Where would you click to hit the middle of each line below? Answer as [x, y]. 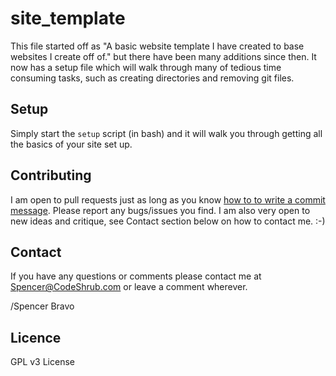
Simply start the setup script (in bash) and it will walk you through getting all [166, 133]
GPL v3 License [42, 362]
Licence [36, 337]
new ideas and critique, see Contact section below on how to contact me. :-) [168, 221]
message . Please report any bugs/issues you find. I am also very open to [160, 210]
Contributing [51, 175]
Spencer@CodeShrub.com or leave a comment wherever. [129, 287]
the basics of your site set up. [71, 144]
